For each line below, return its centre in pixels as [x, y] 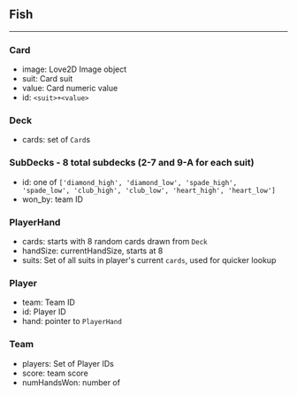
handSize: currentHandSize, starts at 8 [92, 251]
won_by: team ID [53, 199]
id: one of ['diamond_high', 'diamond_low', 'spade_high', [129, 182]
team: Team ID [48, 302]
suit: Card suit [47, 79]
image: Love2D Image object [74, 69]
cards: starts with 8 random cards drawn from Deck [114, 241]
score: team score [55, 373]
